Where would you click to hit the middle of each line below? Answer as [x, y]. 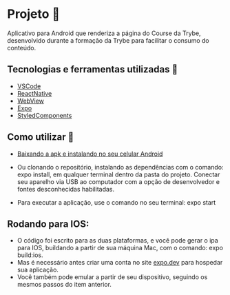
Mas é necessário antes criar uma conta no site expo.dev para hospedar [120, 263]
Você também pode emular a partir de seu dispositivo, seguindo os [112, 277]
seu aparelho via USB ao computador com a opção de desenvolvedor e [118, 181]
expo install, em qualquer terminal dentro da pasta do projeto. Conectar [118, 174]
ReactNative [34, 93]
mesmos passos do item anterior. [64, 285]
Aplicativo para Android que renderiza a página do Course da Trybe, [104, 33]
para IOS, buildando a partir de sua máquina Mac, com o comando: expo [120, 248]
